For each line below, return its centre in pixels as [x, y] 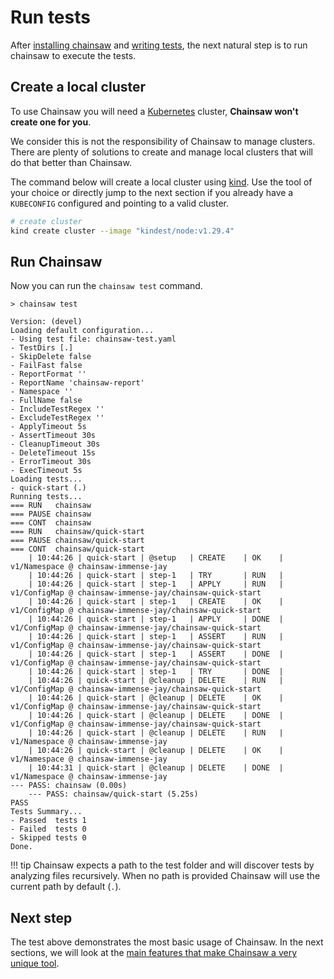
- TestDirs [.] [42, 348]
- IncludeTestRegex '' [57, 409]
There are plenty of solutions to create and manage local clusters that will [161, 152]
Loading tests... [46, 479]
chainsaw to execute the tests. [73, 55]
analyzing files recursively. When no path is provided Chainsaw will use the [165, 876]
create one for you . [51, 122]
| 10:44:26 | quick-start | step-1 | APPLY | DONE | [156, 619]
